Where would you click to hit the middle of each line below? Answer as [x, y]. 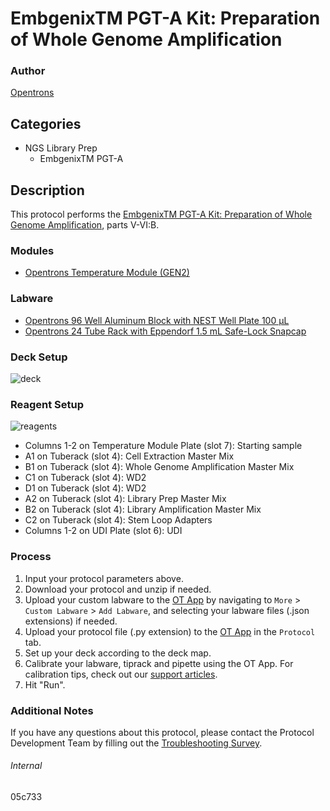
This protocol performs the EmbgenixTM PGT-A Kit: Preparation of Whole [161, 214]
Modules [32, 251]
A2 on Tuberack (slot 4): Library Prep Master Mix [125, 499]
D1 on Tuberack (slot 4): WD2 [85, 488]
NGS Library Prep [61, 148]
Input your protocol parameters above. [104, 578]
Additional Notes [52, 710]
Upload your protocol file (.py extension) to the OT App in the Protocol [170, 631]
